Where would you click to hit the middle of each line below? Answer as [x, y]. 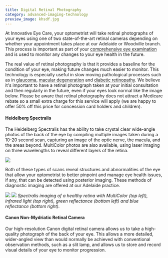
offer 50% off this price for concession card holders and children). [73, 107]
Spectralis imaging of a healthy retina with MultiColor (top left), [83, 196]
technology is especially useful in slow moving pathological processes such [83, 75]
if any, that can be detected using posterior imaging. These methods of [78, 180]
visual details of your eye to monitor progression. [55, 250]
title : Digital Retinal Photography [43, 10]
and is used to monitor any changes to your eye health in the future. [75, 54]
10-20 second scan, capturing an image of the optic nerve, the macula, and [83, 140]
